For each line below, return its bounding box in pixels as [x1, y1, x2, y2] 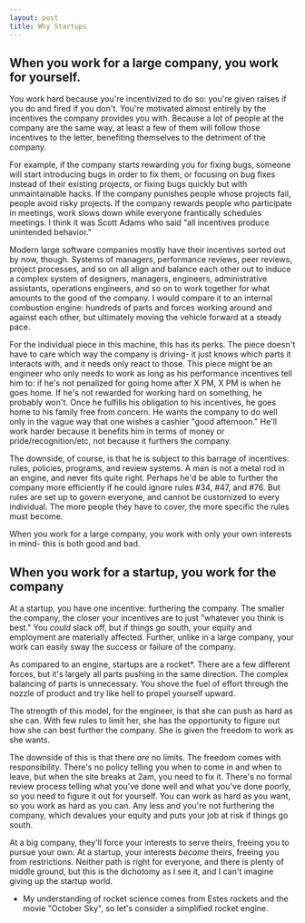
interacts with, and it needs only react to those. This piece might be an [9, 358, 273, 369]
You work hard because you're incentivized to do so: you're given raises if [9, 93, 288, 104]
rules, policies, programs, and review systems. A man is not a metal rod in [9, 463, 285, 474]
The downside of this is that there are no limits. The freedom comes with [9, 752, 281, 763]
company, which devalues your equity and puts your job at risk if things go [9, 810, 289, 821]
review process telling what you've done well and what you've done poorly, [9, 781, 291, 792]
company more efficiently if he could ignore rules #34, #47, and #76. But [9, 482, 281, 493]
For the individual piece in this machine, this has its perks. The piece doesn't [9, 339, 296, 350]
